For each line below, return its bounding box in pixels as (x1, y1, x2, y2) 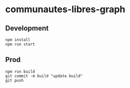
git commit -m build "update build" (5, 73, 83, 78)
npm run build (5, 69, 36, 74)
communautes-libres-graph (5, 4, 125, 15)
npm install (5, 37, 30, 42)
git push (5, 78, 24, 83)
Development (5, 24, 49, 33)
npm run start (5, 42, 36, 47)
